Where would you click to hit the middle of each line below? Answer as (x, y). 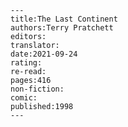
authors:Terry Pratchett (62, 28)
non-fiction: (37, 89)
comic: (24, 98)
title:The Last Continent (64, 19)
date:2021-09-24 (44, 54)
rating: (26, 63)
